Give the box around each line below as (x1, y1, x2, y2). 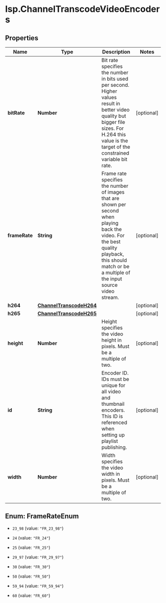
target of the (101, 144, 130, 150)
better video (101, 107, 130, 113)
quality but (101, 112, 126, 119)
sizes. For (101, 125, 124, 132)
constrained (101, 150, 129, 157)
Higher (101, 88, 118, 95)
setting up (101, 432, 125, 438)
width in (101, 471, 120, 477)
